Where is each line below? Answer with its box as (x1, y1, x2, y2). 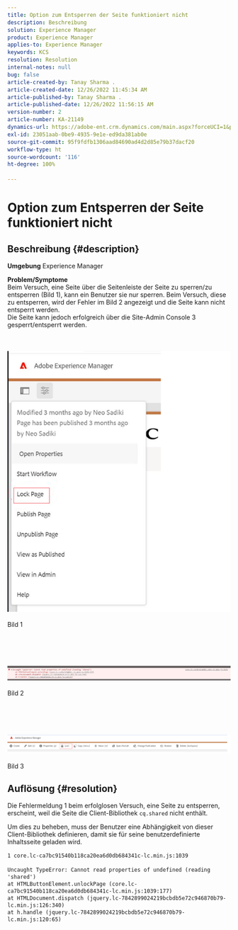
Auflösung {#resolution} (7, 783, 118, 795)
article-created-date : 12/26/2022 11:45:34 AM (7, 86, 147, 93)
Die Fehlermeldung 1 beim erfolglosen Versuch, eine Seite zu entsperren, (7, 801, 220, 810)
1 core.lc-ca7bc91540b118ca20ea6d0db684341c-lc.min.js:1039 (7, 852, 189, 859)
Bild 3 (7, 762, 25, 771)
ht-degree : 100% (7, 161, 55, 168)
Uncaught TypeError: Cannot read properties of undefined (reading (7, 866, 211, 873)
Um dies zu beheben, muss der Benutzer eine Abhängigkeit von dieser (7, 822, 214, 831)
